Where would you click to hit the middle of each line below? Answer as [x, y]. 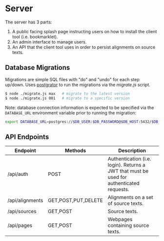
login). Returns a [126, 165]
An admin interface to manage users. [49, 42]
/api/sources [22, 212]
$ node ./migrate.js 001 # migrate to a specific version [68, 98]
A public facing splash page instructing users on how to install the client [84, 31]
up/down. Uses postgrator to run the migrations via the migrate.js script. [78, 85]
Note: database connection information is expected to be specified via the [80, 108]
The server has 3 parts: [29, 22]
